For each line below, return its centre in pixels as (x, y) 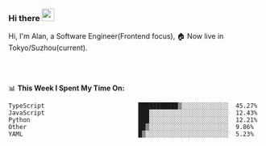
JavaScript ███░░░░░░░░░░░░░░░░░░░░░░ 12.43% (133, 113)
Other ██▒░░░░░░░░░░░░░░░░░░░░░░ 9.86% (131, 127)
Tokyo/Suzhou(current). (48, 48)
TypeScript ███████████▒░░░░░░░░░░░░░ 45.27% (133, 106)
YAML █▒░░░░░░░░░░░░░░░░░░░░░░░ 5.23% (131, 134)
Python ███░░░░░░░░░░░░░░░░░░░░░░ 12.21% (133, 120)
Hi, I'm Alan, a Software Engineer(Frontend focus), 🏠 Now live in (116, 36)
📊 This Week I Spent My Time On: (66, 88)
